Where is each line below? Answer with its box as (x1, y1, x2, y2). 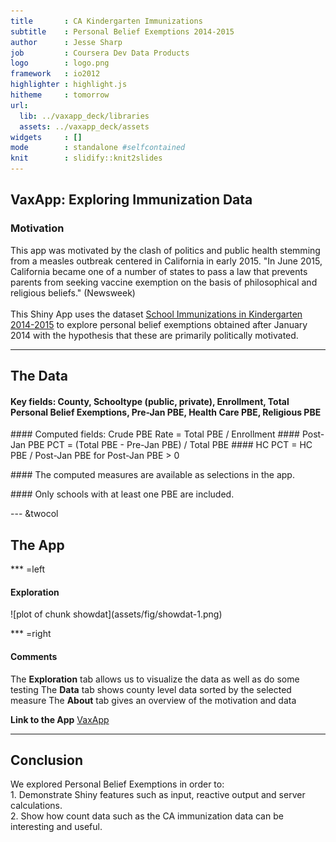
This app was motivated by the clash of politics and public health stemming (10, 244, 321, 256)
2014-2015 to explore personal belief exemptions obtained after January (10, 318, 308, 330)
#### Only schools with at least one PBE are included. (10, 488, 235, 500)
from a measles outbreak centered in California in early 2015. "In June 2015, (10, 255, 323, 267)
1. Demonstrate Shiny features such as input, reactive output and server (10, 789, 306, 801)
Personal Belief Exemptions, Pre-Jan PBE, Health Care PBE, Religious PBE (10, 406, 322, 418)
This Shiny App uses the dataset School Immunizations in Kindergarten (10, 308, 303, 320)
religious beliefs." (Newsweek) (10, 286, 136, 299)
